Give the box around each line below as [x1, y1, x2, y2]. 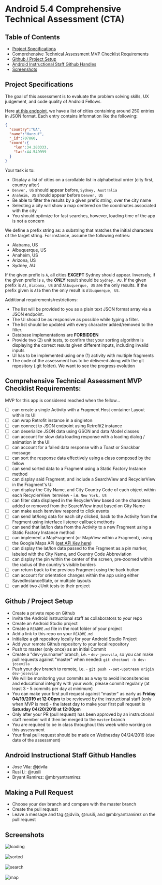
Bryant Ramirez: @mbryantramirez [12, 774, 81, 780]
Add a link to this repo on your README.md [12, 630, 93, 636]
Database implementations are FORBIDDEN [12, 332, 99, 338]
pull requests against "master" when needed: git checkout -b [12, 656, 136, 662]
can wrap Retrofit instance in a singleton [12, 417, 93, 423]
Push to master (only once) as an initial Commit [12, 646, 106, 652]
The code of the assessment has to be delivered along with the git [12, 357, 144, 363]
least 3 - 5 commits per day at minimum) [12, 685, 93, 692]
